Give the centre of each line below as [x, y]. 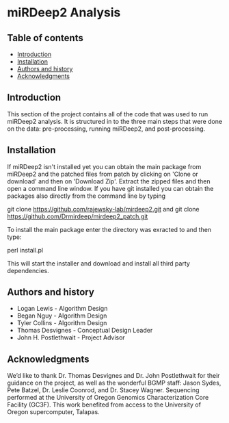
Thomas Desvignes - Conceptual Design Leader [85, 331]
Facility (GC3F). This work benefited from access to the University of [104, 405]
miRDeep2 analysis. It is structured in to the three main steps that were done [115, 121]
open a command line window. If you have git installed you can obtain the [110, 188]
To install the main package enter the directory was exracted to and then [109, 229]
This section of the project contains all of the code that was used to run [108, 114]
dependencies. [28, 270]
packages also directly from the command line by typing [86, 196]
